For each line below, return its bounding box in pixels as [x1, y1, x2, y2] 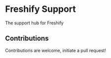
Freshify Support [5, 3, 76, 15]
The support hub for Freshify [5, 20, 64, 26]
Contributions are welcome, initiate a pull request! [5, 47, 106, 53]
